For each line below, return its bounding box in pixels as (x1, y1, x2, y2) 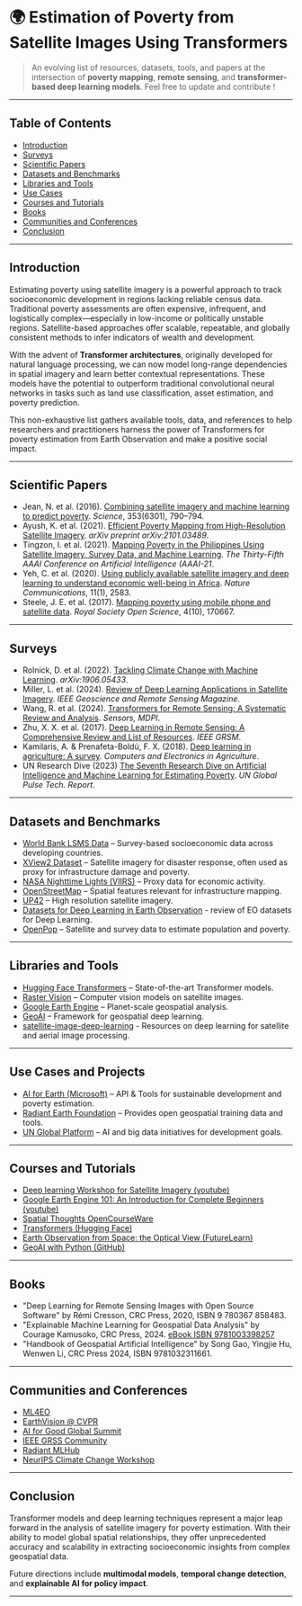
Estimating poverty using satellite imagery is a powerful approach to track (9, 284, 282, 295)
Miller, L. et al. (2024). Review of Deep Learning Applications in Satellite (22, 684, 288, 695)
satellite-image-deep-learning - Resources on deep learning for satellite (22, 1020, 289, 1031)
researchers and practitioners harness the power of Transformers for (9, 424, 265, 434)
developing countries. (22, 847, 103, 858)
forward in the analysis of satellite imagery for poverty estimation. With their (9, 1521, 290, 1533)
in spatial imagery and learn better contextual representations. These (9, 368, 265, 379)
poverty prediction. (9, 397, 81, 407)
